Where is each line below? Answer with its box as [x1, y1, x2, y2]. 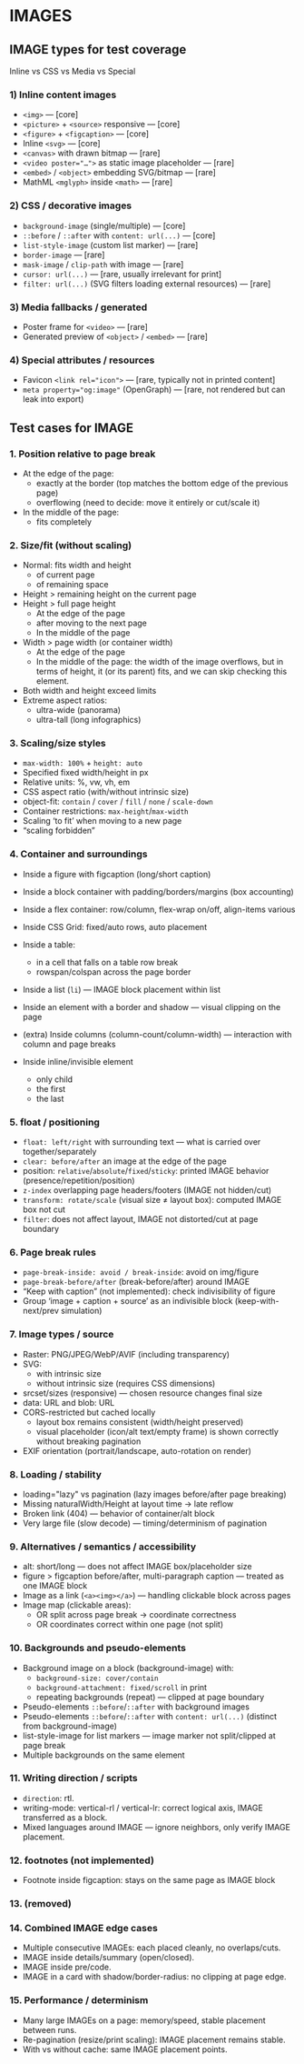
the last [35, 1093, 64, 1104]
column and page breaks [22, 1038, 116, 1049]
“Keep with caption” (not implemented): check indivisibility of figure [22, 1286, 276, 1297]
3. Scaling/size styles [9, 737, 106, 750]
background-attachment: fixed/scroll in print [35, 1681, 207, 1692]
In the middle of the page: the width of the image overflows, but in [35, 656, 284, 667]
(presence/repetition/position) [22, 1175, 135, 1187]
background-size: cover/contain [35, 1674, 159, 1683]
